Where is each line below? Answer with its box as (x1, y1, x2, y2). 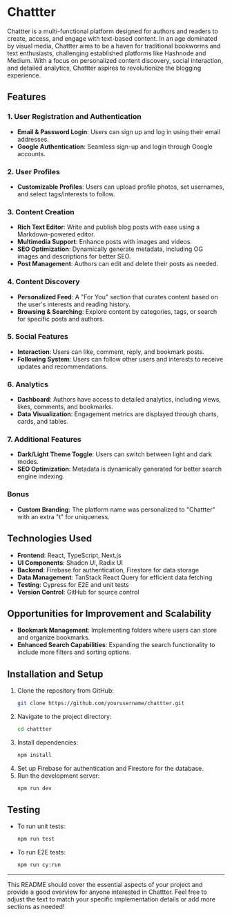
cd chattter (17, 726, 52, 733)
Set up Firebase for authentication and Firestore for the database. (17, 764, 204, 772)
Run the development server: (17, 772, 100, 780)
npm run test (17, 836, 55, 843)
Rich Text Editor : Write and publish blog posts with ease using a (17, 223, 200, 232)
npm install (17, 751, 52, 758)
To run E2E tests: (17, 848, 66, 857)
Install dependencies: (17, 738, 79, 747)
